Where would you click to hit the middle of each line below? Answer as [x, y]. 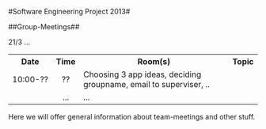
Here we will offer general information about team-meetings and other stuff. [132, 117]
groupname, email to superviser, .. [146, 84]
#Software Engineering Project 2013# [69, 11]
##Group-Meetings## [44, 27]
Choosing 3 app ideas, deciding [142, 74]
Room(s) [154, 61]
